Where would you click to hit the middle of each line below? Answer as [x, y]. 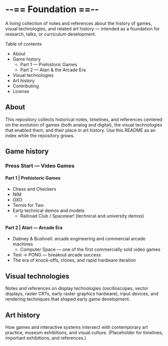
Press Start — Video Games [40, 166]
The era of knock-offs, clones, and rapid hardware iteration [74, 260]
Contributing [26, 86]
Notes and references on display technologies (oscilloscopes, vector [77, 288]
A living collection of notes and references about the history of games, [79, 23]
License [21, 91]
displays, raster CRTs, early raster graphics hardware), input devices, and [82, 294]
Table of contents [24, 44]
